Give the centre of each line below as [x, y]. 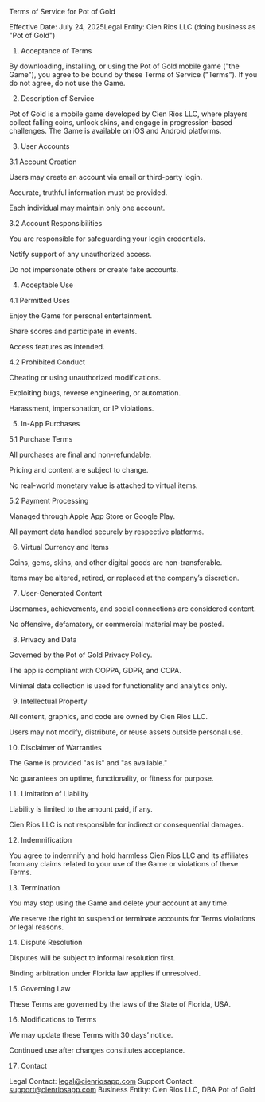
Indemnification [46, 840]
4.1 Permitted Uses [40, 300]
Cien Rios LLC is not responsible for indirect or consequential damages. [126, 824]
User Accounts [45, 146]
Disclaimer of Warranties [61, 748]
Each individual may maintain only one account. [87, 208]
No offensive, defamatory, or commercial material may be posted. [117, 624]
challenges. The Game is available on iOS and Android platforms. [115, 131]
